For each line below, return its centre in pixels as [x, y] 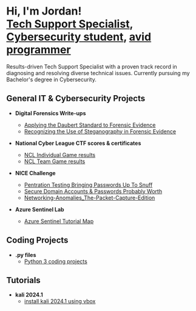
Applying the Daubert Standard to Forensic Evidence [90, 125]
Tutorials [23, 280]
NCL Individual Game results [60, 155]
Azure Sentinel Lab [40, 209]
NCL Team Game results [55, 161]
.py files [25, 255]
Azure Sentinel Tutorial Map [59, 221]
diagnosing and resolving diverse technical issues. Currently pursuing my [98, 73]
